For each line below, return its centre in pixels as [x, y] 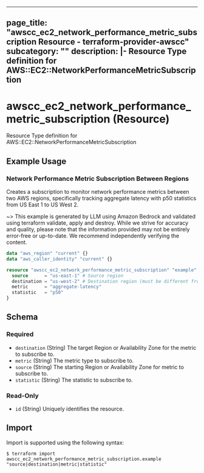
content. [17, 242]
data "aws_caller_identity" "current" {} [59, 259]
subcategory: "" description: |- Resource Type [97, 51]
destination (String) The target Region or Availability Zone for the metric [106, 347]
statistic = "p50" [38, 293]
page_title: [27, 23]
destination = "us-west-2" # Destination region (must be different [100, 281]
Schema [22, 317]
